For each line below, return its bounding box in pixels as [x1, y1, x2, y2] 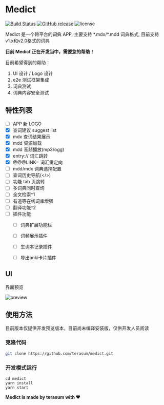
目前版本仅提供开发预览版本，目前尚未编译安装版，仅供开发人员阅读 [5, 325, 149, 331]
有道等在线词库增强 [12, 198, 54, 204]
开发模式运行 [5, 364, 37, 371]
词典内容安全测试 [12, 89, 49, 95]
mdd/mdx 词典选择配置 [12, 166, 61, 172]
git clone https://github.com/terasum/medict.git [5, 351, 114, 356]
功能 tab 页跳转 [12, 179, 45, 185]
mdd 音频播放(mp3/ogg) [12, 146, 65, 152]
